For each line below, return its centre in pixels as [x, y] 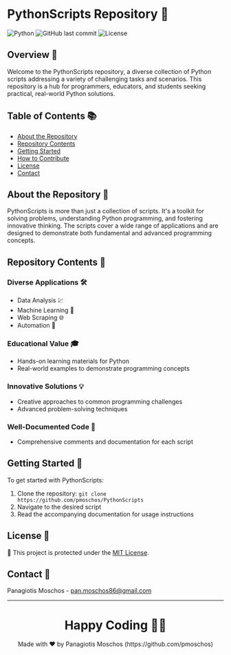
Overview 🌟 [32, 55]
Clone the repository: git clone [62, 493]
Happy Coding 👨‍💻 [115, 625]
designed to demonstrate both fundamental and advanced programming [109, 233]
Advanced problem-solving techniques [72, 409]
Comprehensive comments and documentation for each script [105, 442]
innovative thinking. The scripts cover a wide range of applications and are [113, 226]
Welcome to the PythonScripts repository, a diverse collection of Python [109, 71]
